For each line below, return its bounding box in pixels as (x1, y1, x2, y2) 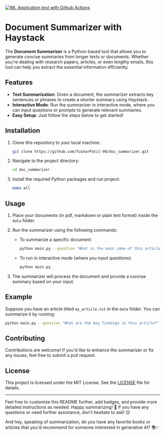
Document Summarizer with (5, 22, 122, 33)
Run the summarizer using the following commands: (12, 227, 118, 233)
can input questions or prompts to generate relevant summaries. (12, 107, 142, 113)
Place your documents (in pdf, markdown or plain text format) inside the (12, 213, 158, 218)
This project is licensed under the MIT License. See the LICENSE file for (5, 380, 150, 385)
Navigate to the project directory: (12, 158, 80, 164)
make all (12, 186, 30, 191)
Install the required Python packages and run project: (12, 176, 120, 182)
